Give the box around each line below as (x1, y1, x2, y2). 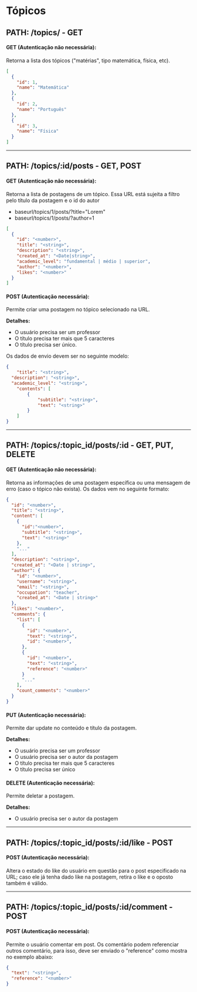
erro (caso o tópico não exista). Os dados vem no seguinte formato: (6, 485, 170, 492)
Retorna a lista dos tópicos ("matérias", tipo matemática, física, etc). (6, 57, 170, 64)
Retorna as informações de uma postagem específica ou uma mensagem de (6, 479, 191, 486)
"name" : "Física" (16, 128, 59, 134)
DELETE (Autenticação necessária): (6, 779, 95, 786)
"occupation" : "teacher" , (16, 589, 80, 596)
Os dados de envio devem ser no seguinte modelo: (6, 352, 129, 359)
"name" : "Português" (16, 106, 67, 112)
